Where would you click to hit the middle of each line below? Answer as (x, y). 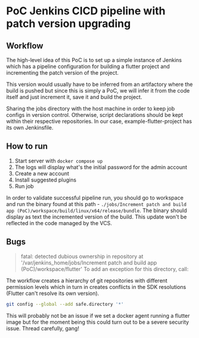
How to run (27, 147)
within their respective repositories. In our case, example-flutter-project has (99, 121)
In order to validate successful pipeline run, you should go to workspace (95, 198)
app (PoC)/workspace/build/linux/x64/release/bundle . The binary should (97, 210)
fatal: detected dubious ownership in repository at (82, 256)
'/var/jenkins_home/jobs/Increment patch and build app (89, 262)
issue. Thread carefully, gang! (43, 328)
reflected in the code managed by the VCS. (59, 223)
